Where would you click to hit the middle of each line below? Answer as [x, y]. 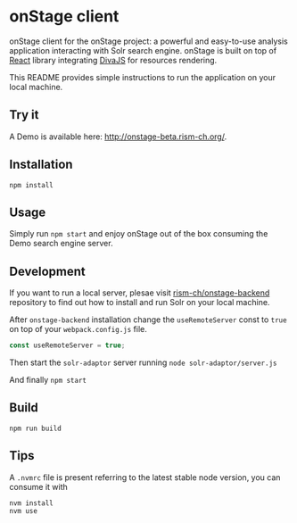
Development [48, 271]
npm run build [36, 428]
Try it [24, 115]
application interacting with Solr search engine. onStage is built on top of [143, 50]
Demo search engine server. [61, 244]
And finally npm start [48, 380]
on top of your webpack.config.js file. [78, 329]
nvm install [31, 503]
